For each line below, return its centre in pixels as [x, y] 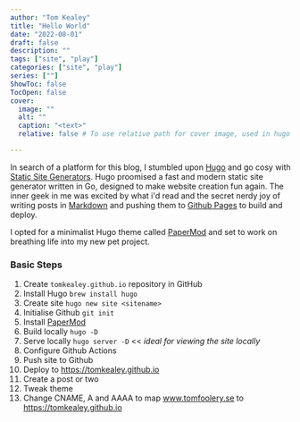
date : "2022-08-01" [46, 34]
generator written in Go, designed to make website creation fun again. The [147, 186]
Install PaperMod [54, 322]
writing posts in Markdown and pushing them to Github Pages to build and [146, 205]
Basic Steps [37, 265]
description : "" [40, 51]
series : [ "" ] [34, 76]
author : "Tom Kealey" [50, 17]
